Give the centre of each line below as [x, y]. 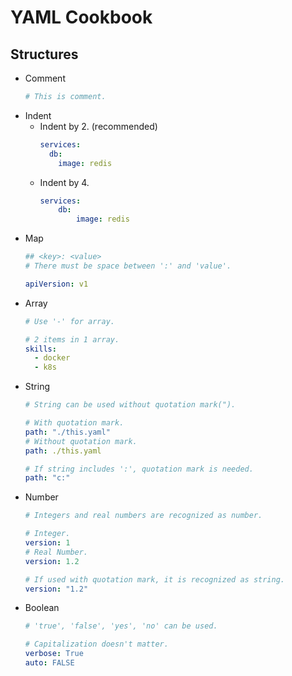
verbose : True [54, 654]
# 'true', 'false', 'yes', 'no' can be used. [121, 626]
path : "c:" [47, 478]
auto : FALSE [49, 663]
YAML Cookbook [81, 17]
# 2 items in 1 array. [72, 339]
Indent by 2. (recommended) [98, 126]
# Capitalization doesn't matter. [96, 644]
